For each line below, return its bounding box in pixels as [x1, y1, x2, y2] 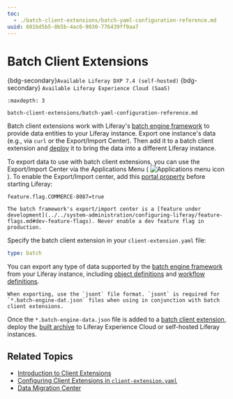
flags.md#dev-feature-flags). [7, 218, 96, 225]
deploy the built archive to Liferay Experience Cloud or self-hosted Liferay [7, 323, 220, 331]
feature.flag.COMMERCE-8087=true [7, 194, 105, 201]
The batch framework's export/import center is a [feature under [7, 205, 201, 213]
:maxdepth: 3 [7, 97, 45, 105]
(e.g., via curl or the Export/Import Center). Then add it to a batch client [7, 137, 214, 145]
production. [7, 224, 42, 231]
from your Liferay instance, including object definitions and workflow [7, 270, 205, 278]
